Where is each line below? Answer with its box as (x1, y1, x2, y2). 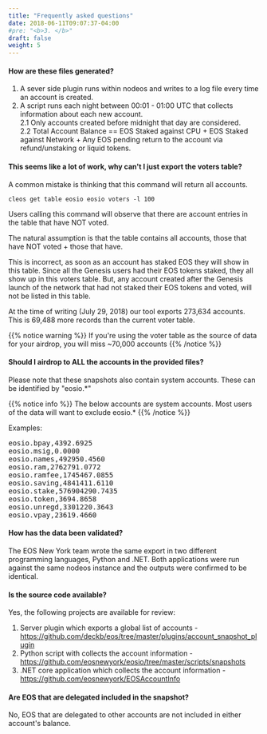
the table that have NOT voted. (8, 217, 109, 227)
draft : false (8, 34, 52, 42)
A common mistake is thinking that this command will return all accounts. (8, 179, 249, 189)
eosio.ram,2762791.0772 (8, 462, 101, 472)
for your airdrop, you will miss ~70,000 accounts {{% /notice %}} (8, 339, 222, 349)
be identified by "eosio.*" (8, 383, 92, 393)
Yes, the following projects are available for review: (8, 608, 175, 617)
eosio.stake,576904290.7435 (8, 486, 118, 496)
